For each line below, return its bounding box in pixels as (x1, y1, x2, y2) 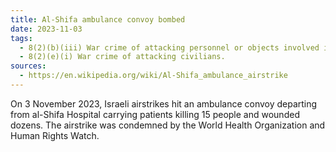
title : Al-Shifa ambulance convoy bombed (10, 14, 186, 25)
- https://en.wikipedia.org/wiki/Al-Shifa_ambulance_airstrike (19, 71, 288, 81)
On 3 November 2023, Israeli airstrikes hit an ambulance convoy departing (10, 97, 318, 110)
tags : (10, 33, 33, 43)
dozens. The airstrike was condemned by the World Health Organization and (10, 119, 326, 131)
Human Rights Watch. (10, 129, 100, 141)
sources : (10, 61, 47, 71)
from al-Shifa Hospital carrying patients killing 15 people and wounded (10, 108, 300, 120)
